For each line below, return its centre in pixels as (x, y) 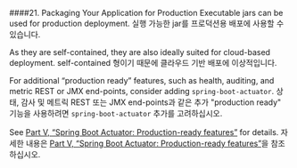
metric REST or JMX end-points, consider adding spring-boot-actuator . (142, 91)
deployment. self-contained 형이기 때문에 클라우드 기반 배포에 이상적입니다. (143, 63)
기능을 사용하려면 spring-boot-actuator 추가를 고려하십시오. (116, 113)
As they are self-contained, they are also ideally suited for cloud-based (140, 52)
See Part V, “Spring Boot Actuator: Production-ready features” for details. (144, 132)
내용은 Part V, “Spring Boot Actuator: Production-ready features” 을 (147, 143)
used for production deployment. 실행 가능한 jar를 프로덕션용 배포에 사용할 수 (147, 23)
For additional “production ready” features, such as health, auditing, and (142, 80)
